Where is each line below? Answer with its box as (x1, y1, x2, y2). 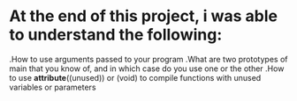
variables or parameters (9, 82, 96, 92)
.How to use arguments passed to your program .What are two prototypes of (9, 54, 288, 64)
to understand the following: (9, 25, 223, 45)
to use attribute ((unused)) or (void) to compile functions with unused (9, 72, 262, 83)
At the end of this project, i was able (9, 6, 278, 26)
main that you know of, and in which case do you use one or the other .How (9, 63, 285, 74)
